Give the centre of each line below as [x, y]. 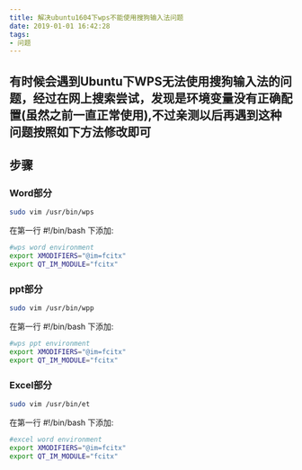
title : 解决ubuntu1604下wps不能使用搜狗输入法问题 [97, 18]
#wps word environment [52, 248]
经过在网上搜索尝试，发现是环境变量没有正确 [157, 98]
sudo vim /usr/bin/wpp [52, 308]
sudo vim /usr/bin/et [50, 404]
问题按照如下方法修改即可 [80, 132]
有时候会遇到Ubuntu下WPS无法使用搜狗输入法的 [145, 81]
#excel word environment [56, 439]
